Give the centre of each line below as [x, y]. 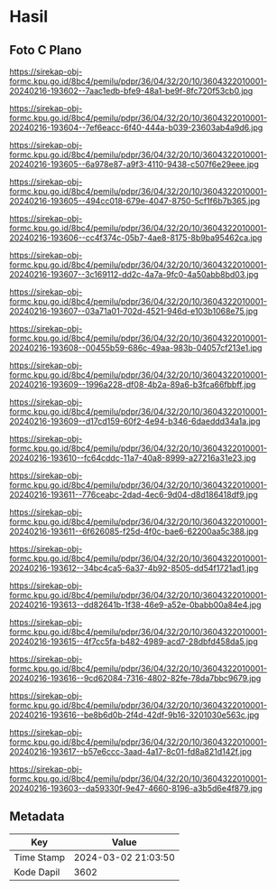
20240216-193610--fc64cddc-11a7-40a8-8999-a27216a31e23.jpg [133, 458]
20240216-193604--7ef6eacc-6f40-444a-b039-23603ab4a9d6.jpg [136, 127]
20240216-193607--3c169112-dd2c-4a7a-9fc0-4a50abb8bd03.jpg [134, 274]
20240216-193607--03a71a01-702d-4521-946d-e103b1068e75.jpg [134, 311]
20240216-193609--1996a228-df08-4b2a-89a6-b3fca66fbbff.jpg [133, 384]
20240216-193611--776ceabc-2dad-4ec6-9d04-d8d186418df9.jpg [134, 495]
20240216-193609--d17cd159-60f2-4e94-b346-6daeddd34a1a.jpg [135, 421]
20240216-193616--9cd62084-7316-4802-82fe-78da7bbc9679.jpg [135, 678]
